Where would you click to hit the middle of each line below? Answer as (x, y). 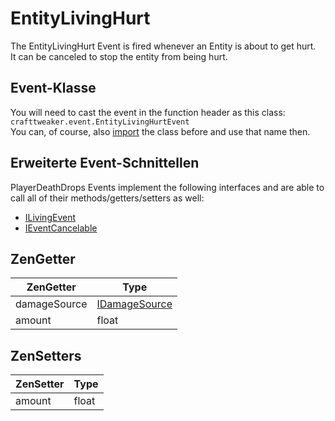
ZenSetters (46, 355)
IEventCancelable (61, 228)
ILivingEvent (50, 217)
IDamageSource (134, 304)
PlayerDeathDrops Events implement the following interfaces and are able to (167, 187)
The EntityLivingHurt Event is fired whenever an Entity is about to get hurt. (163, 46)
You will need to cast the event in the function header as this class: (148, 112)
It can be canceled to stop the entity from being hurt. (119, 56)
